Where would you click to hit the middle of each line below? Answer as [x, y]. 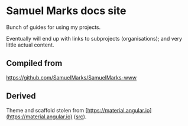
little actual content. [30, 45]
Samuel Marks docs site [66, 11]
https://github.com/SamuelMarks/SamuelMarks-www [72, 77]
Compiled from [34, 63]
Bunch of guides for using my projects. [54, 27]
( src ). [80, 117]
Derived [21, 96]
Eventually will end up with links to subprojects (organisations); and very [94, 38]
